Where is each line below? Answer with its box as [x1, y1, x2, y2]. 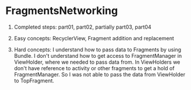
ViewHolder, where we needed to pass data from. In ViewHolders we [13, 58, 180, 65]
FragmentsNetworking [5, 4, 118, 18]
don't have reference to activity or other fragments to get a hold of [13, 64, 175, 71]
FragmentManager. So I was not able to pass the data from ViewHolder [13, 71, 186, 78]
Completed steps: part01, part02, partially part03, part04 [13, 23, 152, 30]
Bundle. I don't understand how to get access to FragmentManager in [13, 52, 182, 59]
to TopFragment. [13, 77, 54, 84]
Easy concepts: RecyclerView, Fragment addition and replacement [13, 34, 174, 41]
